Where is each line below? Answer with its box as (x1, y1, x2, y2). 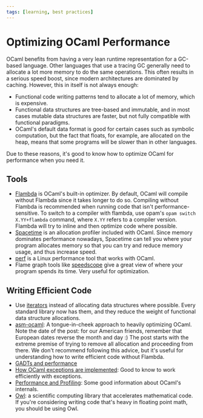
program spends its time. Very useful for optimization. (15, 268, 150, 275)
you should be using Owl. (15, 405, 79, 413)
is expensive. (15, 99, 48, 106)
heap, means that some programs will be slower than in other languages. (15, 138, 197, 145)
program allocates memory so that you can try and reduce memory (15, 242, 183, 249)
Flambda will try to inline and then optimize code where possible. (15, 223, 178, 230)
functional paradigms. (15, 119, 70, 126)
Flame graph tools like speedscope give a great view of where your (15, 261, 184, 268)
